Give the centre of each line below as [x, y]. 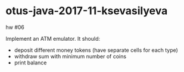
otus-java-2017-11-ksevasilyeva [87, 11]
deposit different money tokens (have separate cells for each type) [96, 50]
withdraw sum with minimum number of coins [70, 56]
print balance [30, 63]
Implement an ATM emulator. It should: [53, 38]
